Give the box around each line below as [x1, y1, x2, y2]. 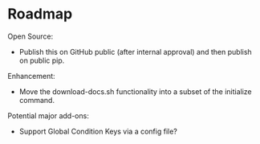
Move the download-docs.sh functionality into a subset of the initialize [18, 86, 252, 97]
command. [18, 95, 55, 105]
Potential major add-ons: [7, 110, 89, 121]
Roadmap [7, 5, 73, 23]
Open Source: [7, 31, 54, 41]
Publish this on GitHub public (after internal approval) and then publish [18, 47, 252, 56]
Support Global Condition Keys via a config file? [18, 126, 177, 136]
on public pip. [18, 56, 65, 65]
